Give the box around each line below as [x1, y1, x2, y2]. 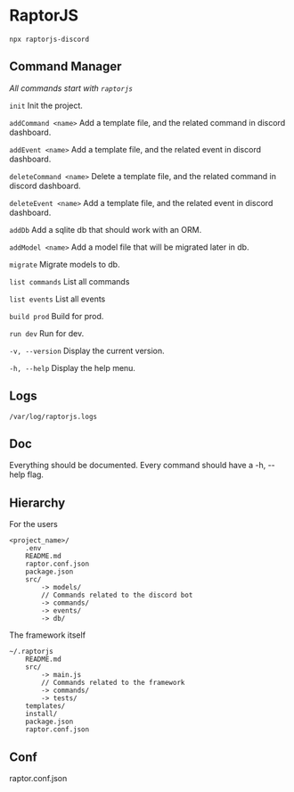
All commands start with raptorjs [9, 82, 134, 94]
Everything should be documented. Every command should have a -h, [9, 460, 266, 471]
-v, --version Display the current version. [9, 345, 165, 356]
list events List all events [9, 293, 106, 304]
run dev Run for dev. [9, 327, 85, 339]
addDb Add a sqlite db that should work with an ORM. [9, 224, 202, 235]
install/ [25, 710, 58, 719]
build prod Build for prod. [9, 310, 104, 321]
